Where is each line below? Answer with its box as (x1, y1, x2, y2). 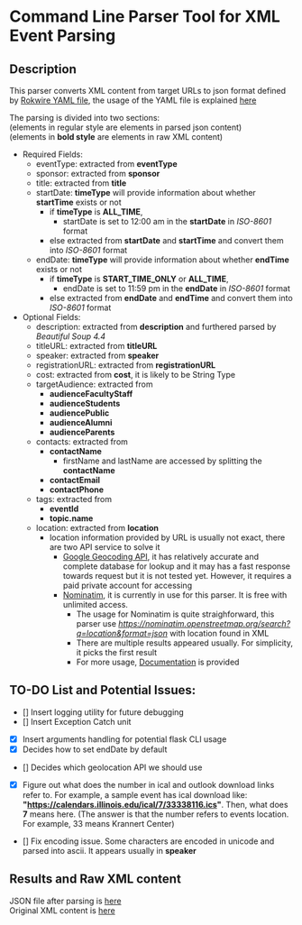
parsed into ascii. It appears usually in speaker (22, 846, 197, 856)
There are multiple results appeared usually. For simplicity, (76, 637, 293, 648)
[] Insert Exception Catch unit (22, 716, 132, 727)
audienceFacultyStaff (49, 389, 133, 398)
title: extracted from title (35, 178, 127, 188)
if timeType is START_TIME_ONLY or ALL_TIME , (49, 273, 229, 284)
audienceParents (49, 426, 115, 437)
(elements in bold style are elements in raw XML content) (9, 132, 224, 142)
